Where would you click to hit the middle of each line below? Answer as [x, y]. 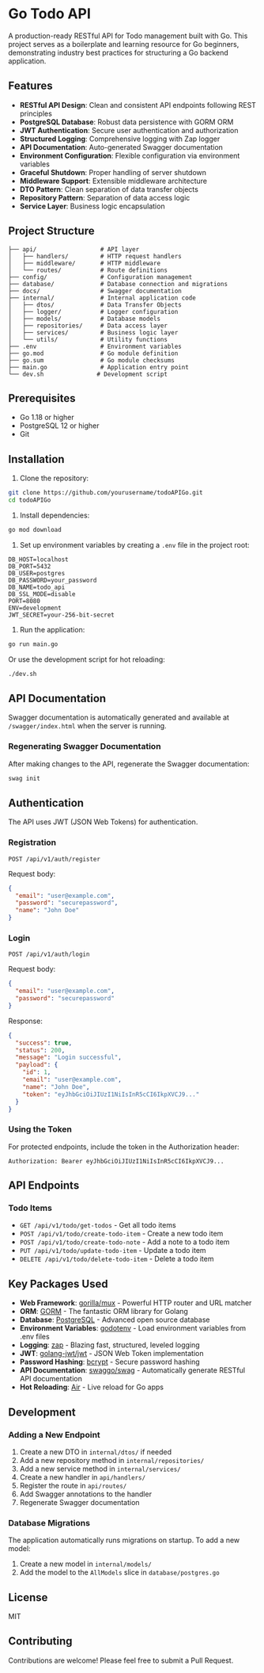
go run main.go [33, 644]
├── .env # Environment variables [95, 346]
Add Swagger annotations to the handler [86, 1494]
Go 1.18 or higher [47, 418]
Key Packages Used [58, 1283]
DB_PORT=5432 [30, 566]
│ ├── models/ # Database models [84, 319]
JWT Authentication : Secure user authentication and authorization [129, 130]
